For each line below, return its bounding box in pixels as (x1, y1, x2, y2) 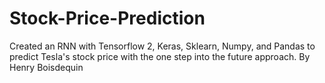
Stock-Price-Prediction (9, 7, 206, 30)
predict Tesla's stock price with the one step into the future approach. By (9, 50, 311, 62)
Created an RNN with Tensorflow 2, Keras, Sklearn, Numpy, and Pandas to (9, 40, 316, 52)
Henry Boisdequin (9, 61, 84, 73)
